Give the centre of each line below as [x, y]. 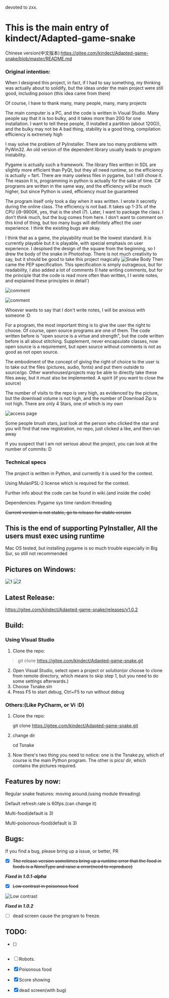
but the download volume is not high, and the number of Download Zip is [81, 399]
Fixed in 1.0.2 [19, 906]
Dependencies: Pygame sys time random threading [59, 503]
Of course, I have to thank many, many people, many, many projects [76, 103]
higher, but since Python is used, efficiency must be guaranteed [72, 192]
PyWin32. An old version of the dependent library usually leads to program [83, 150]
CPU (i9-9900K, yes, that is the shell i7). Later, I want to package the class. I [84, 212]
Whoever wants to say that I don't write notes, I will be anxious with [75, 310]
